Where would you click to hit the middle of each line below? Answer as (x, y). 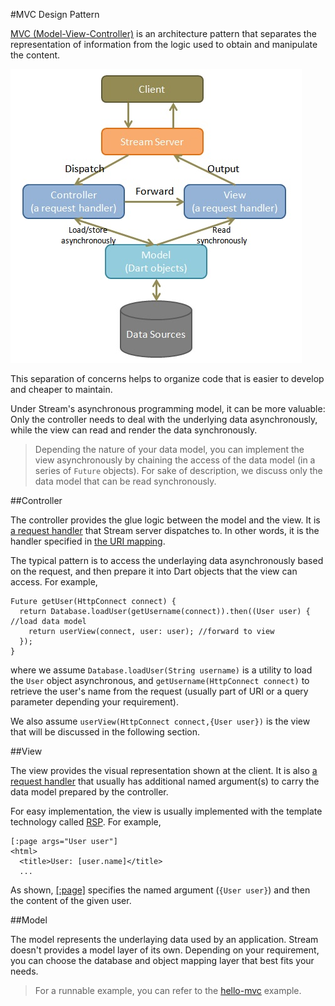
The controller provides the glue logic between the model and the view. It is (165, 520)
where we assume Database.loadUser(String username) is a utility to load (161, 670)
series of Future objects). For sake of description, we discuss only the (178, 470)
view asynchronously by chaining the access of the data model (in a (175, 460)
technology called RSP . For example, (86, 822)
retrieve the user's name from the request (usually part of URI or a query (159, 691)
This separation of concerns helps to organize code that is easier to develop (167, 378)
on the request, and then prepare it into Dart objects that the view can (154, 571)
